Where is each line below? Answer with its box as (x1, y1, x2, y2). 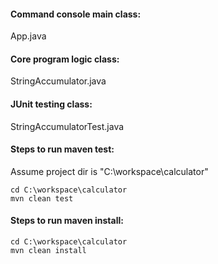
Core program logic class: (10, 53, 120, 65)
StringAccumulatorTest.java (10, 120, 125, 132)
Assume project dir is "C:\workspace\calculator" (10, 165, 209, 177)
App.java (10, 30, 47, 42)
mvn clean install (10, 246, 87, 256)
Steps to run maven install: (10, 215, 124, 227)
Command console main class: (10, 8, 142, 20)
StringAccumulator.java (10, 75, 107, 87)
